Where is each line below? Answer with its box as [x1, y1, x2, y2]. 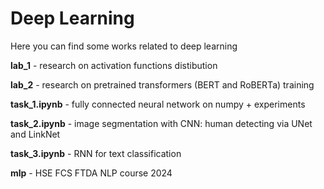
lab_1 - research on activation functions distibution [10, 59, 218, 71]
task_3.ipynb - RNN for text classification [10, 147, 182, 159]
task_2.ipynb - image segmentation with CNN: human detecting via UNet [10, 117, 313, 129]
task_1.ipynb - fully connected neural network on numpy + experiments [10, 98, 306, 110]
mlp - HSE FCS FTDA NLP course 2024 [10, 167, 173, 179]
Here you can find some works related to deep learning [10, 40, 238, 52]
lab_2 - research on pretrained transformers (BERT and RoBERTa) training [10, 78, 315, 91]
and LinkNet [10, 128, 61, 140]
